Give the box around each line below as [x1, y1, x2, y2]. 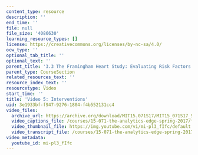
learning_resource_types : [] [6, 36, 78, 42]
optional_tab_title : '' [6, 52, 65, 58]
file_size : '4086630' [6, 31, 60, 37]
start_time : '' [6, 91, 44, 97]
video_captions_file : [11, 118, 65, 124]
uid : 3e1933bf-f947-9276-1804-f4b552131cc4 [6, 101, 115, 108]
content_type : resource [6, 8, 65, 15]
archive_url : [11, 113, 44, 118]
